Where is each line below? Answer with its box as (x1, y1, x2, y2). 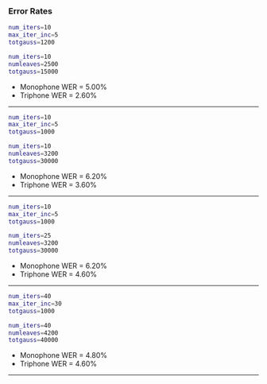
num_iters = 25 (8, 232, 52, 240)
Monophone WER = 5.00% (19, 82, 107, 91)
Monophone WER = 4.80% (19, 351, 108, 360)
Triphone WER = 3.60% (19, 180, 98, 189)
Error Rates (8, 6, 53, 17)
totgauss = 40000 (8, 336, 59, 344)
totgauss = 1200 (8, 38, 56, 47)
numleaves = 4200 (8, 328, 59, 337)
